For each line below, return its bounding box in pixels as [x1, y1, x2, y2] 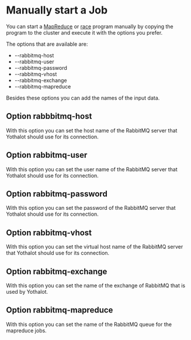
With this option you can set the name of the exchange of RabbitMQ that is [6, 282, 186, 289]
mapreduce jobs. [6, 327, 47, 334]
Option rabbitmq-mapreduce [6, 305, 113, 315]
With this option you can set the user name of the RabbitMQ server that [6, 165, 178, 173]
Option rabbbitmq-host [6, 111, 92, 121]
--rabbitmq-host [14, 52, 54, 59]
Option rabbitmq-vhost [6, 227, 92, 237]
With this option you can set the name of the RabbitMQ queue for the [6, 321, 172, 328]
